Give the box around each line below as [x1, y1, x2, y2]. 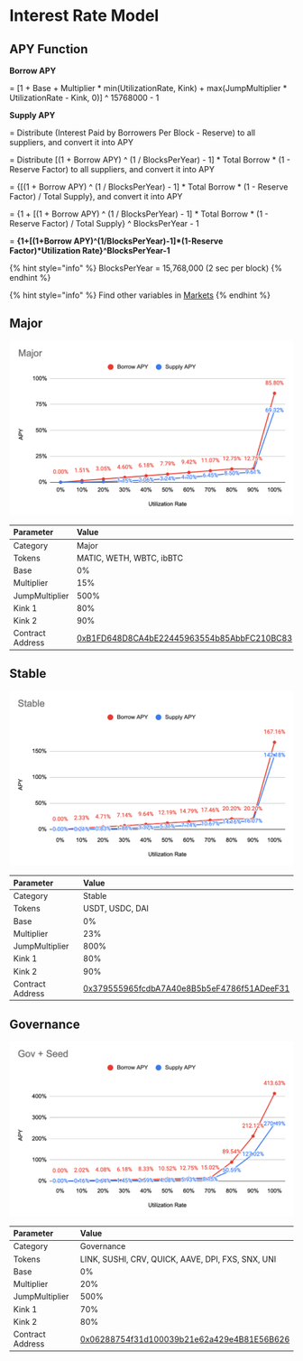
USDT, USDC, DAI [82, 903, 149, 914]
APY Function [9, 42, 88, 57]
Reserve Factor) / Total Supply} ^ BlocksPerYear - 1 [9, 218, 200, 228]
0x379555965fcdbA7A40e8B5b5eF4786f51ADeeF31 [82, 983, 290, 994]
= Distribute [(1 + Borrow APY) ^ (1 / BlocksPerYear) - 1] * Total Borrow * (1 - [9, 154, 291, 165]
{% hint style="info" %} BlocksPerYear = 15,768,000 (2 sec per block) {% [9, 263, 282, 273]
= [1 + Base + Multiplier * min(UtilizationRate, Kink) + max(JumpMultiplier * [9, 83, 288, 93]
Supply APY [9, 110, 56, 120]
